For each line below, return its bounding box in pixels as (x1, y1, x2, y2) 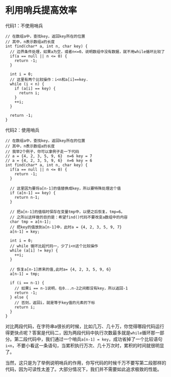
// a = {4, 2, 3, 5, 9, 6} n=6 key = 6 (5, 158, 93, 163)
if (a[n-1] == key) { (10, 190, 56, 195)
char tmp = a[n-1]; (10, 219, 52, 224)
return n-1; (14, 195, 40, 200)
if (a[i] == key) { (14, 86, 56, 91)
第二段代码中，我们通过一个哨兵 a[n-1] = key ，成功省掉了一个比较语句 (14, 336, 162, 342)
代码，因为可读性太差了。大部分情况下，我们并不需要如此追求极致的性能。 (5, 366, 162, 372)
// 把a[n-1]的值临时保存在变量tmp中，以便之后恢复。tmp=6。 (10, 209, 125, 214)
